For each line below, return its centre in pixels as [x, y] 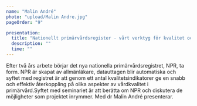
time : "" [22, 49]
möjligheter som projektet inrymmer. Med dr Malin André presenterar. [90, 96]
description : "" [31, 44]
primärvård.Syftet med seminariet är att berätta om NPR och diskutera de [94, 90]
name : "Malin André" [31, 11]
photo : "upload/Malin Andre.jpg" [47, 17]
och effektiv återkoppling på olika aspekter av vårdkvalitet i [77, 84]
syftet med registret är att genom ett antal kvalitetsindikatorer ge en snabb [96, 78]
